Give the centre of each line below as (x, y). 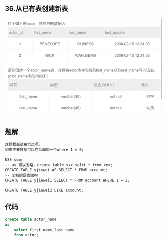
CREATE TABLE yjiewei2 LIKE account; (44, 190)
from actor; (26, 235)
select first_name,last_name (44, 230)
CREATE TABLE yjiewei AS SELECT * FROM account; (56, 170)
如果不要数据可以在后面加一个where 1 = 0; (44, 149)
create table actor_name (31, 219)
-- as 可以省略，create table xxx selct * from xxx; (59, 165)
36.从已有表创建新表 (37, 9)
